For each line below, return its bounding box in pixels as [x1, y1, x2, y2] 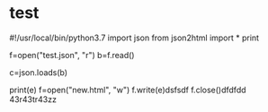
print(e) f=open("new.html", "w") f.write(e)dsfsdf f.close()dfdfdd [9, 84, 246, 95]
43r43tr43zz [9, 93, 57, 105]
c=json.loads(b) [9, 66, 68, 78]
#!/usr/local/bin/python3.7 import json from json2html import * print [9, 32, 259, 43]
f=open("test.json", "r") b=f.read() [9, 49, 135, 60]
